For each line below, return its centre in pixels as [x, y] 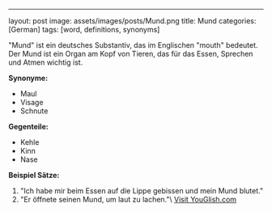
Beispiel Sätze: [34, 175]
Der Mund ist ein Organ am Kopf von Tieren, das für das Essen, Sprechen [131, 54]
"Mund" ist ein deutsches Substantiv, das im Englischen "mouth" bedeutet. [133, 45]
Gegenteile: [28, 127]
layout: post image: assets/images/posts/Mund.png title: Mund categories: [132, 21]
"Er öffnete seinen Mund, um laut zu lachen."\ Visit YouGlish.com [128, 199]
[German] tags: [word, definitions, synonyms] [84, 30]
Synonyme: [28, 78]
